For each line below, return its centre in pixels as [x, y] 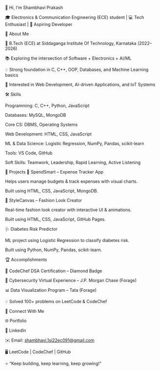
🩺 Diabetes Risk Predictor [31, 229]
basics [12, 75]
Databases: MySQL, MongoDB [36, 115]
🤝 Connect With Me [25, 311]
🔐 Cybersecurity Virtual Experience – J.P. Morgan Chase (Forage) [71, 280]
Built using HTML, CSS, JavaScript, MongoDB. [52, 191]
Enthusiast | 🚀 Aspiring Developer [39, 24]
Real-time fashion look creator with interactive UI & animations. [68, 210]
